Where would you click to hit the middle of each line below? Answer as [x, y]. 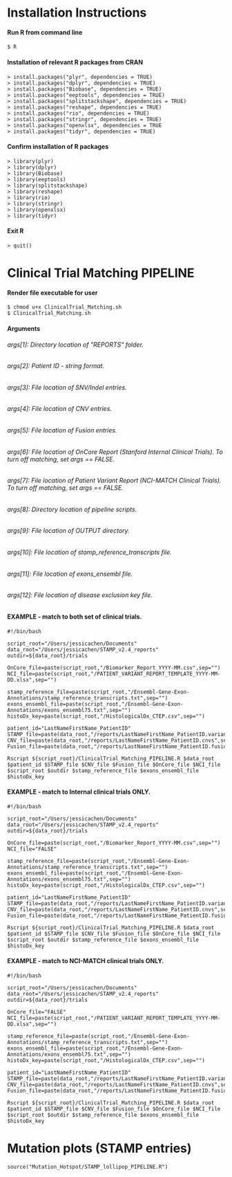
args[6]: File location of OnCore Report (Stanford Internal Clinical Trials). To [115, 452]
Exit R [16, 231]
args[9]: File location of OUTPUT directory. [68, 531]
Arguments [24, 328]
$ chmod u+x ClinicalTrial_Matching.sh [65, 307]
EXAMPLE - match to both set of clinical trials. [75, 617]
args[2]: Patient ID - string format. [56, 366]
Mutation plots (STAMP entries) [99, 1148]
